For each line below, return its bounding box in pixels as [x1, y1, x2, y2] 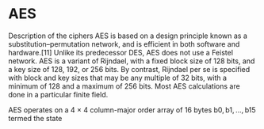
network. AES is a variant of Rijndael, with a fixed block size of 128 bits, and [8, 56, 255, 66]
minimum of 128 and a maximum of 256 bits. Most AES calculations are [8, 81, 240, 91]
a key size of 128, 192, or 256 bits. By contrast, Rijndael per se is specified [8, 64, 251, 74]
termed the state [8, 113, 63, 123]
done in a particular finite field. [8, 89, 109, 99]
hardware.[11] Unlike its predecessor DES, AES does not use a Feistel [8, 47, 234, 57]
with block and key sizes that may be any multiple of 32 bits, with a [8, 73, 228, 82]
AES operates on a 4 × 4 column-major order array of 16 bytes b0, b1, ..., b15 [8, 104, 256, 115]
